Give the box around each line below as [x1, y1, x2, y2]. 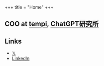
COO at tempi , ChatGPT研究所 [4, 20, 99, 28]
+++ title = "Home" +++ [4, 4, 54, 10]
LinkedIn [11, 56, 30, 62]
